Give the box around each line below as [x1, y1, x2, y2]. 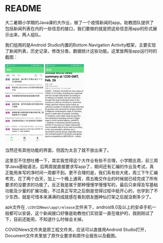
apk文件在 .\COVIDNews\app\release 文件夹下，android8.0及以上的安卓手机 [5, 204, 152, 210]
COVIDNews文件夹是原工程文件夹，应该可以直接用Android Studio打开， [5, 227, 149, 232]
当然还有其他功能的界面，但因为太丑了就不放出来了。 [5, 147, 112, 153]
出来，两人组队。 [9, 32, 44, 37]
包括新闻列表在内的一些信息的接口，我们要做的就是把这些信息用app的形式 [5, 25, 153, 32]
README [5, 3, 42, 14]
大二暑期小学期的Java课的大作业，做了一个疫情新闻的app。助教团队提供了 [5, 19, 154, 25]
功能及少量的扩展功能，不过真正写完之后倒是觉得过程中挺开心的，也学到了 [5, 188, 154, 194]
